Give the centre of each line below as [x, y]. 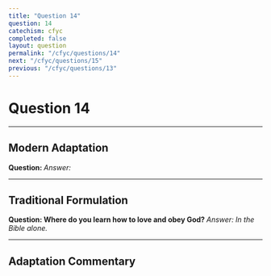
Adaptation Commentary [72, 261]
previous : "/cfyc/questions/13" [63, 69]
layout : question [38, 46]
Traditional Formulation [69, 200]
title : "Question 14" [45, 16]
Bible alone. [28, 228]
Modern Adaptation [58, 148]
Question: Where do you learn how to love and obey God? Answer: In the [131, 220]
